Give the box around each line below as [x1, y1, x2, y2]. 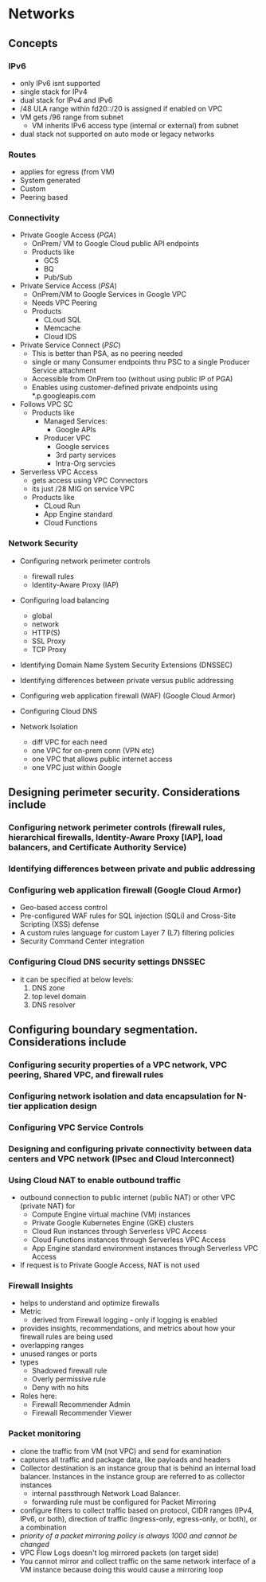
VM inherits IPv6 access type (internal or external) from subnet [31, 120, 239, 130]
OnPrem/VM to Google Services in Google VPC [31, 290, 187, 299]
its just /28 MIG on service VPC [31, 484, 135, 494]
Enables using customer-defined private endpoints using [31, 383, 218, 393]
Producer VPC [43, 433, 91, 443]
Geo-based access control [19, 903, 108, 912]
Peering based [19, 193, 68, 202]
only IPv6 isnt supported [19, 78, 101, 88]
